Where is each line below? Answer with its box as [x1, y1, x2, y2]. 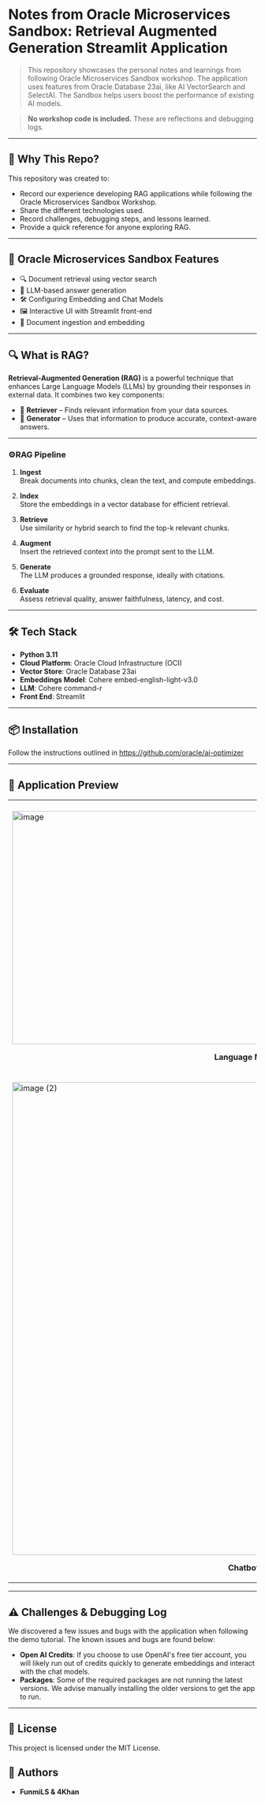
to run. [19, 1692, 42, 1701]
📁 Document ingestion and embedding [19, 317, 145, 327]
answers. [19, 422, 50, 431]
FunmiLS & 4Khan [19, 1786, 80, 1796]
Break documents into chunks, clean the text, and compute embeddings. [19, 476, 256, 485]
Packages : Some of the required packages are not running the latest [19, 1674, 243, 1685]
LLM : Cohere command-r [19, 684, 103, 693]
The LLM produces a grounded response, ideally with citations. [19, 570, 226, 580]
